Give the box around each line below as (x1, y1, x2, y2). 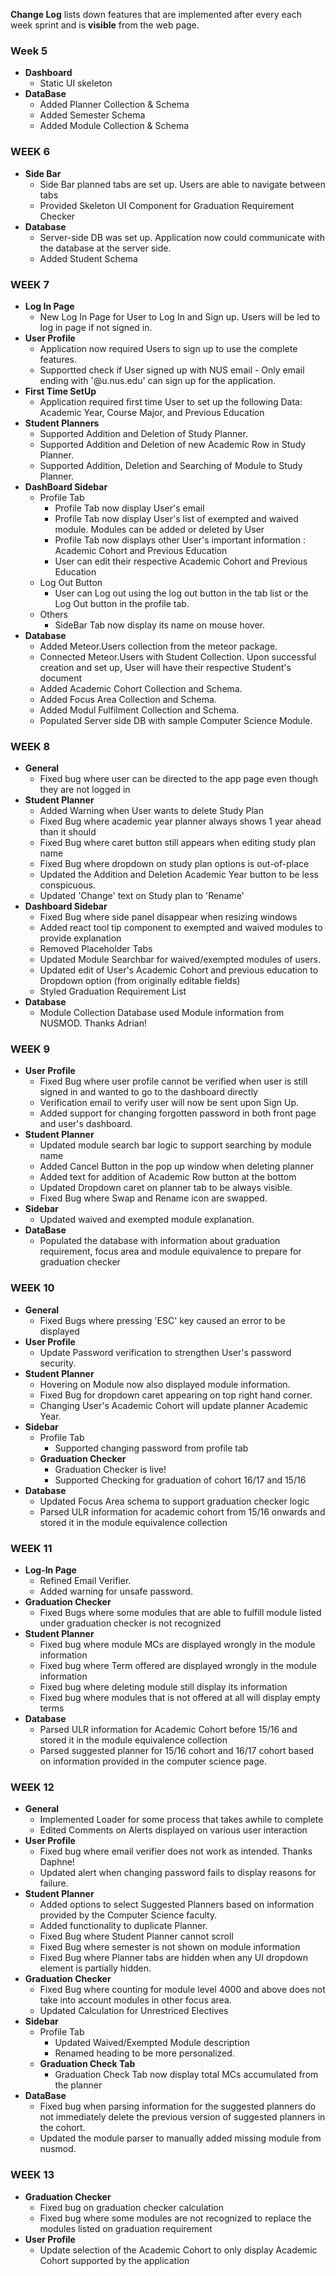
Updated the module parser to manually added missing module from (39, 2132, 322, 2144)
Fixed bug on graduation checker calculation (39, 2201, 224, 2213)
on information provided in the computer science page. (39, 1755, 267, 1768)
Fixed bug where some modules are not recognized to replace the (39, 2212, 312, 2224)
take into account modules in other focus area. (39, 1994, 232, 2006)
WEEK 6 (10, 145, 51, 159)
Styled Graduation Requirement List (39, 985, 187, 998)
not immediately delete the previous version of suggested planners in (39, 2111, 326, 2123)
